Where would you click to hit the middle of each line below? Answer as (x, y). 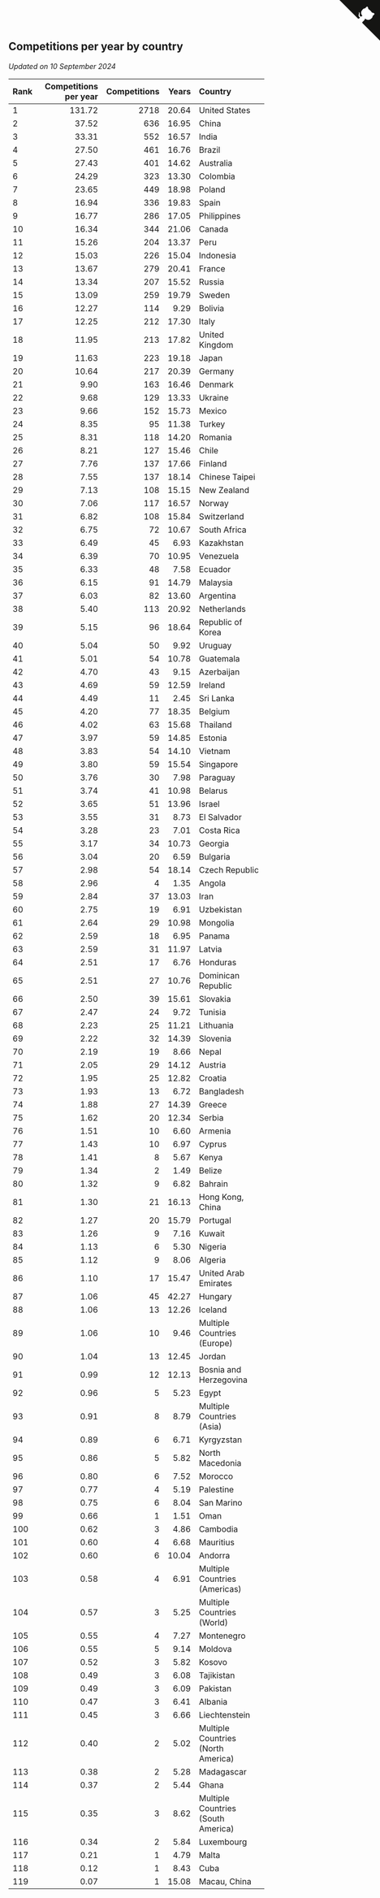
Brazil (209, 149)
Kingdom (216, 344)
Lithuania (216, 1025)
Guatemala (219, 658)
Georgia (214, 843)
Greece (213, 1104)
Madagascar (222, 1771)
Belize (210, 1170)
